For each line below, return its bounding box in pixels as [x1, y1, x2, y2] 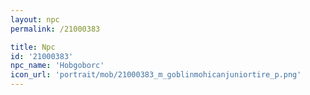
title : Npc [10, 42, 56, 52]
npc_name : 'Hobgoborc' [10, 61, 105, 71]
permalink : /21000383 [10, 24, 101, 34]
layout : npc [10, 14, 60, 25]
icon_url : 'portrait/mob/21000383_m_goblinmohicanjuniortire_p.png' [10, 70, 302, 80]
